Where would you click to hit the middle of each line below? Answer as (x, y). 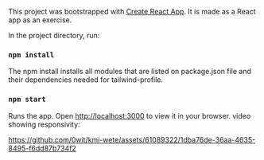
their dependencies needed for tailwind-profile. (86, 80)
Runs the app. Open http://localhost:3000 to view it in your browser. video (130, 115)
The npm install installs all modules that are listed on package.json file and (130, 72)
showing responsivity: (45, 124)
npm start (27, 100)
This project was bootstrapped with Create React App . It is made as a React (132, 12)
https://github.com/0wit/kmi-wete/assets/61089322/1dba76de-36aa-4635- (132, 139)
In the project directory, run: (54, 35)
